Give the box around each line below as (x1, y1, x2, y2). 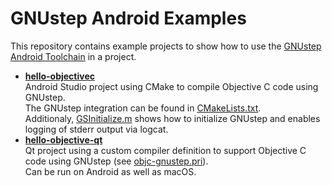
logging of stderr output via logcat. (24, 123, 169, 135)
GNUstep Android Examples (10, 7, 247, 30)
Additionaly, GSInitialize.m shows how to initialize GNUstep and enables (24, 112, 321, 124)
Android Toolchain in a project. (10, 50, 137, 62)
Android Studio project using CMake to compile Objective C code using (24, 80, 319, 92)
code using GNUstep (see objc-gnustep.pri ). (24, 155, 209, 167)
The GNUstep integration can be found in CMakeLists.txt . (24, 102, 262, 114)
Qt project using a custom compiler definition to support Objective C (24, 144, 307, 156)
